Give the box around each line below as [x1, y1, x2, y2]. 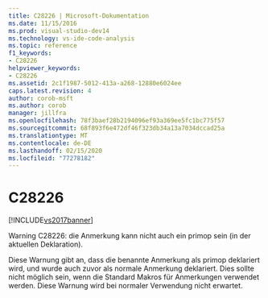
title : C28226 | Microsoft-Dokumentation [8, 11, 150, 20]
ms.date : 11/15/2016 [8, 19, 78, 27]
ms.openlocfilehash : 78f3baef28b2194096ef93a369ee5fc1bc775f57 [8, 117, 225, 125]
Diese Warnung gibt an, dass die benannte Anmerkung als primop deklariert [8, 255, 260, 265]
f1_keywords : [8, 49, 52, 57]
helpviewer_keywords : [8, 64, 81, 72]
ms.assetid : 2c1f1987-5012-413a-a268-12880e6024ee [8, 79, 182, 87]
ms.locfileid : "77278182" [8, 154, 95, 162]
